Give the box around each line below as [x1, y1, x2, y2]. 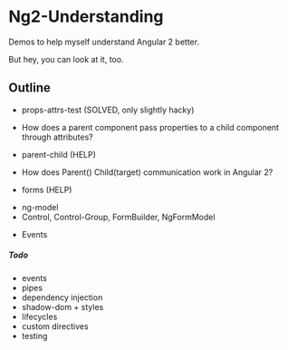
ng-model [21, 201, 59, 212]
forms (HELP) [21, 184, 72, 195]
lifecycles [21, 311, 58, 322]
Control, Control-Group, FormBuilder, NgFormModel [21, 211, 216, 222]
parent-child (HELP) [21, 149, 97, 160]
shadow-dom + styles [21, 301, 104, 312]
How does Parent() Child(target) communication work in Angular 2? [21, 166, 274, 178]
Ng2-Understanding [8, 6, 164, 27]
